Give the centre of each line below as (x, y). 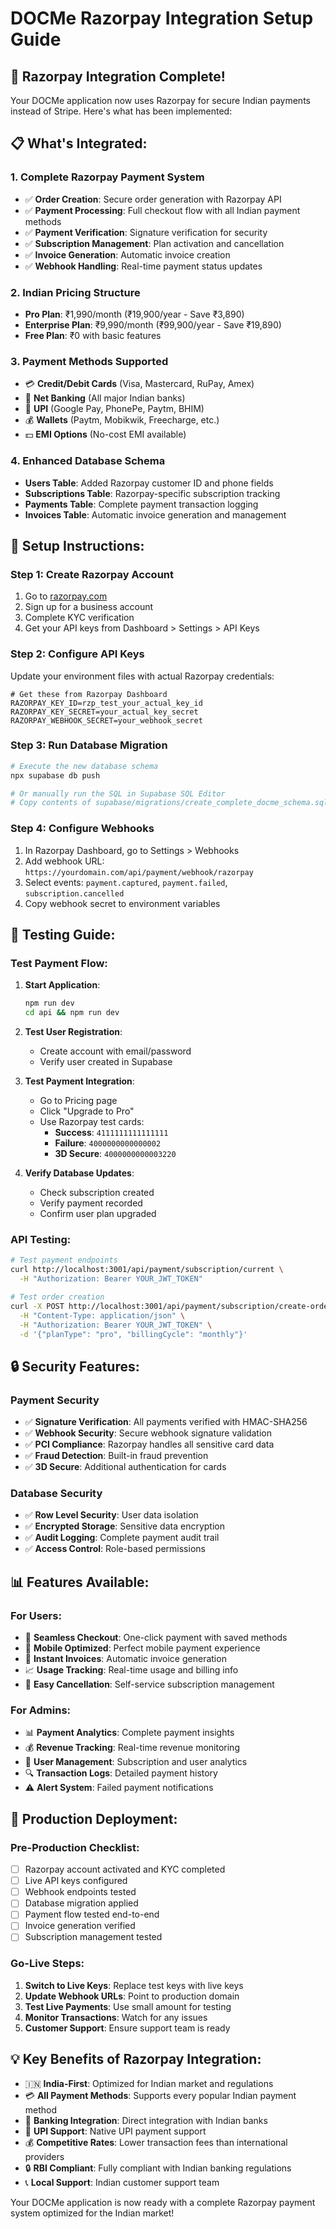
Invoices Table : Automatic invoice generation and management (155, 514)
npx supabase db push (55, 775)
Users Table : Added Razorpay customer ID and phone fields (149, 483)
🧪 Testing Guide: (63, 935)
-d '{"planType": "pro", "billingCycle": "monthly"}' (133, 1334)
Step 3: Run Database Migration (89, 745)
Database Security (56, 1493)
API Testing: (41, 1240)
